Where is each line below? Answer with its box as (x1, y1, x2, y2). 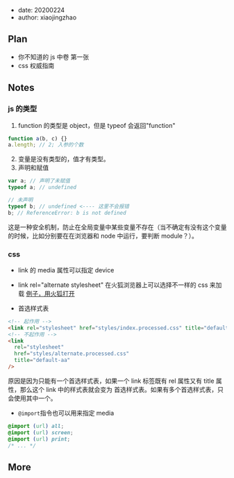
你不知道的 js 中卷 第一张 (17, 52, 90, 61)
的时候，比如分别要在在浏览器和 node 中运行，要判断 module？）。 (8, 231, 199, 240)
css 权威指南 (17, 61, 55, 69)
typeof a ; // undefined (8, 184, 77, 191)
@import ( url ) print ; (8, 436, 71, 443)
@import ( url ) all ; (8, 422, 65, 429)
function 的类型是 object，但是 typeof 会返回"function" (17, 121, 176, 129)
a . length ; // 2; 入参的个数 (8, 142, 84, 149)
